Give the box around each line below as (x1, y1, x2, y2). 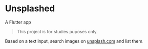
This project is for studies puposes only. (17, 28, 98, 34)
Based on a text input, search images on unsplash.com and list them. (5, 38, 144, 44)
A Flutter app (5, 19, 31, 25)
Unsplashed (5, 3, 55, 14)
